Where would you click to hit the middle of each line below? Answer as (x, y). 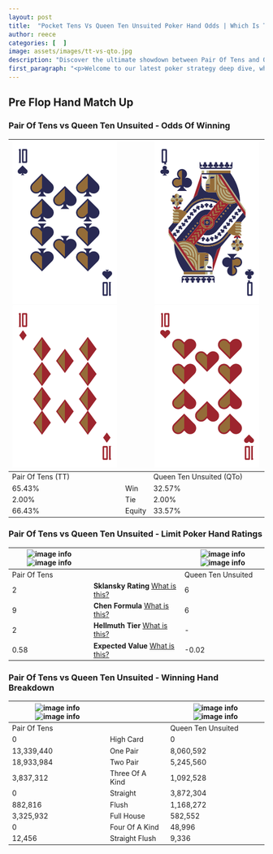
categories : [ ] (38, 43)
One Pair (124, 751)
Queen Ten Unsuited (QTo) (198, 477)
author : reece (32, 34)
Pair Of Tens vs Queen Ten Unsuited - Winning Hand (114, 678)
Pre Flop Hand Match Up (71, 103)
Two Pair (124, 762)
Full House (127, 816)
